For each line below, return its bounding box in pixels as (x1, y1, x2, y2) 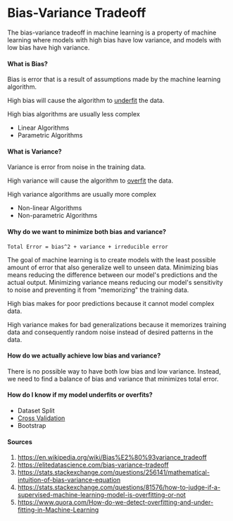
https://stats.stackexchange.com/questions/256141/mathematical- (17, 468, 210, 477)
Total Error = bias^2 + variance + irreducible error (7, 243, 169, 250)
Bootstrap (17, 421, 46, 429)
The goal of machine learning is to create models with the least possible (7, 255, 216, 264)
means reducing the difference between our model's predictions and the (7, 270, 218, 279)
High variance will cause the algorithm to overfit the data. (7, 176, 174, 185)
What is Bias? (7, 59, 48, 68)
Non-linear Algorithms (17, 204, 82, 212)
